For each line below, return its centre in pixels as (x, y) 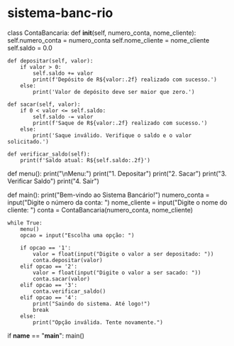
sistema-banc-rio (60, 13)
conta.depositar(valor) (68, 260)
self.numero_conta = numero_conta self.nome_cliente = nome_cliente (108, 40)
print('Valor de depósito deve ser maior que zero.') (114, 92)
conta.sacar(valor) (62, 279)
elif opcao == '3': (49, 285)
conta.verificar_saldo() (69, 291)
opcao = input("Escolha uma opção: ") (77, 235)
